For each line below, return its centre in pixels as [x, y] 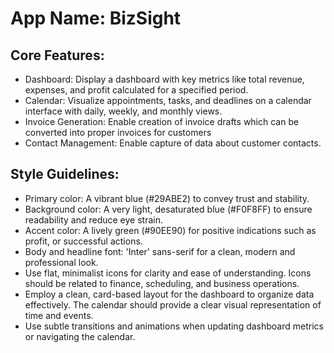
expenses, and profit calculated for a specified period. [136, 90]
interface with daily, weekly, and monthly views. [123, 111]
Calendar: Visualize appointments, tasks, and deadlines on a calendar [168, 100]
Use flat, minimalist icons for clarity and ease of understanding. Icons [168, 273]
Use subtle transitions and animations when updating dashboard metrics [174, 326]
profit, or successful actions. [83, 241]
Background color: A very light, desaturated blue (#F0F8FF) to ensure [168, 209]
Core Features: [57, 55]
